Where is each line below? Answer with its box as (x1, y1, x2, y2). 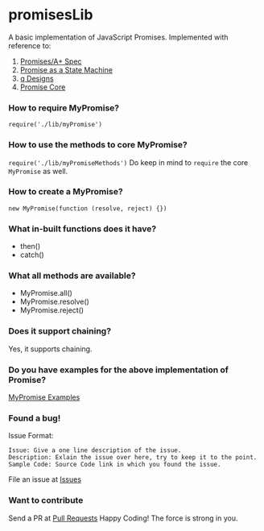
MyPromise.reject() (19, 305, 85, 315)
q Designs (19, 73, 54, 83)
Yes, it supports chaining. (8, 344, 93, 354)
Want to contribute (8, 495, 84, 506)
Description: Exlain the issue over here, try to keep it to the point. (8, 454, 258, 462)
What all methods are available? (8, 270, 136, 281)
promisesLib (8, 6, 93, 24)
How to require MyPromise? (8, 102, 119, 114)
